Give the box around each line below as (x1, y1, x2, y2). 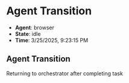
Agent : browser (14, 24, 54, 31)
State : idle (14, 30, 41, 37)
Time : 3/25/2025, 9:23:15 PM (14, 36, 89, 44)
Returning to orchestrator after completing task (6, 70, 124, 77)
